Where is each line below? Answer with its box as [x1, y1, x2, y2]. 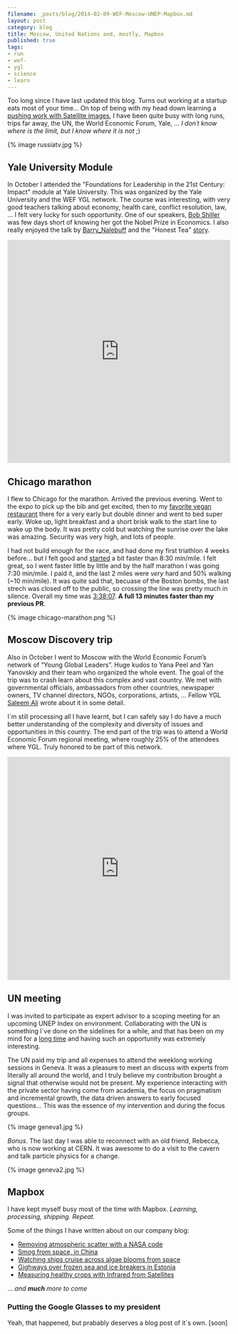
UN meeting [7, 993, 62, 1005]
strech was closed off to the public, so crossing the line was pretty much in [7, 585, 228, 592]
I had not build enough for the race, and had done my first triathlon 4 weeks [7, 547, 230, 555]
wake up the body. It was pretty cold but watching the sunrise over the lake [7, 525, 229, 533]
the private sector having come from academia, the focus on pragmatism [7, 1086, 222, 1094]
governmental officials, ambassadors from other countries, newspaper [7, 683, 215, 692]
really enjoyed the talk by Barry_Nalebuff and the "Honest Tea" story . [7, 226, 210, 234]
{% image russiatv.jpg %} [7, 141, 83, 149]
